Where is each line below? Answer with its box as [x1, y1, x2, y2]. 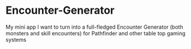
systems [5, 36, 26, 43]
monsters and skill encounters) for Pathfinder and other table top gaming [5, 29, 186, 36]
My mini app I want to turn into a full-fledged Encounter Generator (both [5, 23, 183, 30]
